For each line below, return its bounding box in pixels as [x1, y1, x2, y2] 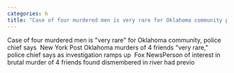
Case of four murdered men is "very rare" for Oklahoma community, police [7, 35, 221, 44]
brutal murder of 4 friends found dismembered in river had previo [7, 58, 195, 66]
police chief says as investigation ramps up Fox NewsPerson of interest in [7, 50, 221, 59]
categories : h [7, 10, 49, 17]
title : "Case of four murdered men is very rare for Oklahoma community [7, 17, 223, 24]
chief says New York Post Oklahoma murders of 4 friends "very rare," [7, 43, 209, 51]
